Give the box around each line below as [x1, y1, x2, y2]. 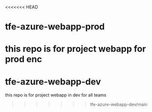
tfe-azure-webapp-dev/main [90, 102, 148, 108]
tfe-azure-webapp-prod [5, 21, 105, 32]
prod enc [5, 54, 43, 65]
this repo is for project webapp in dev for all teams [5, 92, 107, 98]
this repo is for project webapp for [5, 43, 146, 55]
